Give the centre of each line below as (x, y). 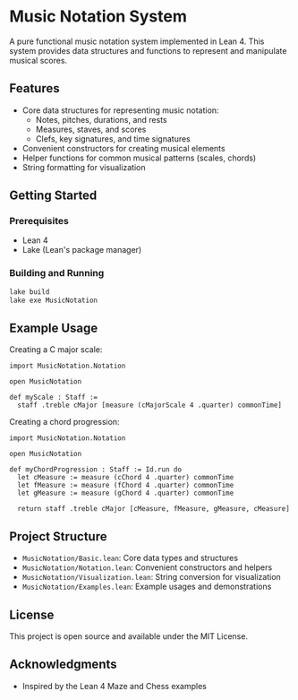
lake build (30, 292)
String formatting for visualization (84, 167)
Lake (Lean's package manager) (82, 250)
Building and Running (57, 273)
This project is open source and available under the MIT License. (129, 636)
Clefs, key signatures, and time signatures (113, 138)
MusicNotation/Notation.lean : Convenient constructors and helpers (147, 567)
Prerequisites (39, 221)
